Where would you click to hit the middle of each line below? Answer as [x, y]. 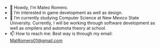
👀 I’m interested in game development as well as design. [66, 13]
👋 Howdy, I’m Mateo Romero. [39, 8]
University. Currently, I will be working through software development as [82, 23]
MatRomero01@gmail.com [36, 40]
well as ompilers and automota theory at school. [58, 28]
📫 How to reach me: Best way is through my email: [61, 33]
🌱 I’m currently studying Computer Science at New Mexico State [74, 18]
